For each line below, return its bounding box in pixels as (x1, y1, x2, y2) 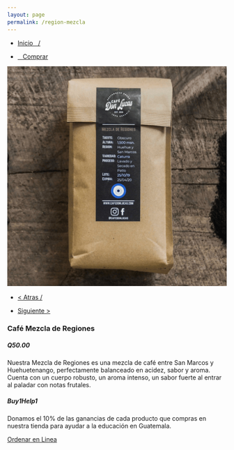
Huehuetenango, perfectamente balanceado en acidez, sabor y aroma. (7, 366, 211, 375)
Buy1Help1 (7, 396, 38, 405)
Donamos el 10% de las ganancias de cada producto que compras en (7, 414, 207, 423)
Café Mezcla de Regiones (7, 324, 95, 333)
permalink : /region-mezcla (7, 18, 86, 26)
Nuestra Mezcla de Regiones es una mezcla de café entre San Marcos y (7, 359, 214, 367)
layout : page (7, 11, 45, 18)
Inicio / (17, 38, 40, 47)
